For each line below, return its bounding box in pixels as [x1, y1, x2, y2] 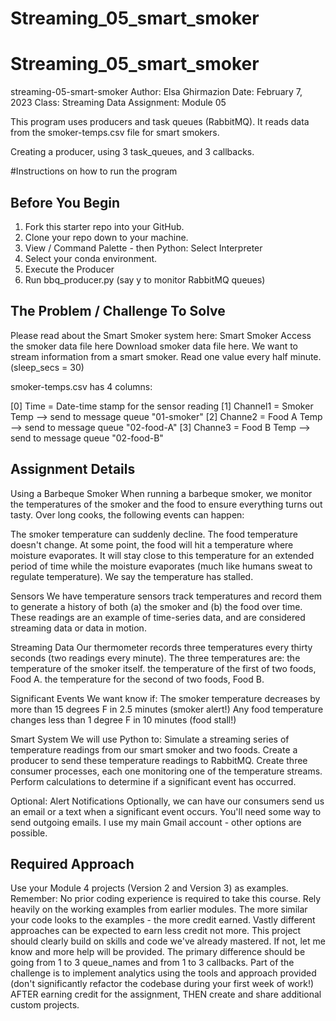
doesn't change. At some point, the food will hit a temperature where [10, 538, 294, 551]
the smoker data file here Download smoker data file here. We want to [10, 340, 299, 352]
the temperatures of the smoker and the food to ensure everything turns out [10, 498, 323, 510]
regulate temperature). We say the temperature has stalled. [10, 570, 254, 582]
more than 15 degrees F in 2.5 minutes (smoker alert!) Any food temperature [10, 703, 324, 715]
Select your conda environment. [24, 252, 158, 264]
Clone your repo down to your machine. [24, 231, 189, 243]
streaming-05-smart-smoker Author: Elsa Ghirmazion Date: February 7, [10, 86, 303, 98]
